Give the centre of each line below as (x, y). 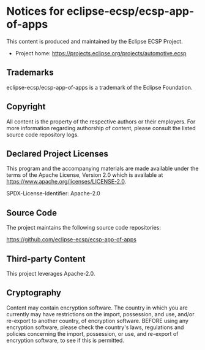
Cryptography (34, 293)
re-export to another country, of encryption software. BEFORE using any (97, 321)
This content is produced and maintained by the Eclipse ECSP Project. (95, 41)
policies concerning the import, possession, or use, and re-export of (92, 333)
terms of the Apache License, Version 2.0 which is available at (85, 175)
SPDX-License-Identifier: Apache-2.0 (54, 193)
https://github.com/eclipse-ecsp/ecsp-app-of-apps (71, 239)
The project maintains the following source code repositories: (84, 228)
